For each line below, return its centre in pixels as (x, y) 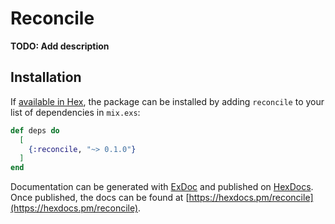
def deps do (35, 130)
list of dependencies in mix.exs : (75, 112)
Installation (46, 77)
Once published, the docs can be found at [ (100, 198)
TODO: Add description (60, 46)
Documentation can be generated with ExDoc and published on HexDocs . (162, 187)
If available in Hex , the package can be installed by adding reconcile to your (167, 101)
